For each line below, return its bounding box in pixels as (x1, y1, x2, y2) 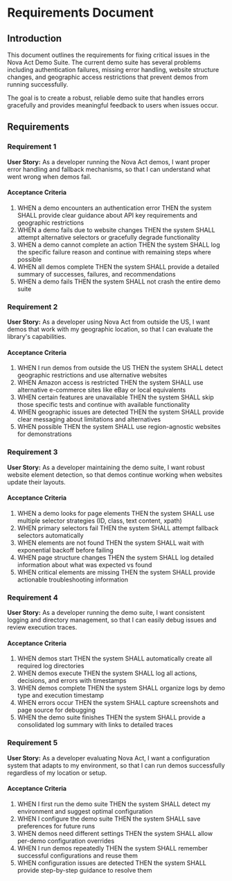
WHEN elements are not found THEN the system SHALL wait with (17, 539, 204, 547)
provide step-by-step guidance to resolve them (17, 866, 152, 874)
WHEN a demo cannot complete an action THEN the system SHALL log (17, 241, 220, 249)
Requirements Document (7, 5, 154, 21)
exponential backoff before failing (17, 546, 114, 554)
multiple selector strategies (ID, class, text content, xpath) (17, 516, 182, 525)
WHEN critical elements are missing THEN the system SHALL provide (17, 568, 216, 576)
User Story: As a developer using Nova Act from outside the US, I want (7, 317, 210, 326)
